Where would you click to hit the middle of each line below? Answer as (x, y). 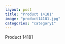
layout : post (18, 10)
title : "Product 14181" (30, 14)
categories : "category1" (31, 23)
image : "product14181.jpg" (33, 19)
